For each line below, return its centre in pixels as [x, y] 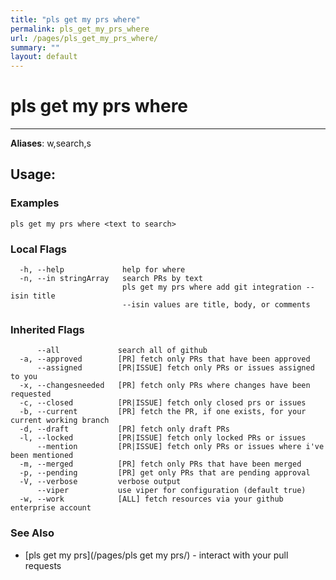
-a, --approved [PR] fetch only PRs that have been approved [165, 359]
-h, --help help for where [102, 270]
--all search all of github [122, 351]
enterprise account [51, 508]
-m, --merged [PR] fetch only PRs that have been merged [160, 464]
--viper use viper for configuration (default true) [171, 491]
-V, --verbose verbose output [100, 482]
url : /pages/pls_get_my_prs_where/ [84, 38]
